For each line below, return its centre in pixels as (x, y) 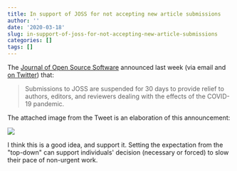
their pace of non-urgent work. (53, 160)
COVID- (218, 96)
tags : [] (20, 47)
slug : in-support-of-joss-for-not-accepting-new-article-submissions (113, 34)
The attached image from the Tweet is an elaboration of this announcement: (119, 118)
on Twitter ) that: (31, 75)
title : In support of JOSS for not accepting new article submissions (114, 14)
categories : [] (30, 41)
